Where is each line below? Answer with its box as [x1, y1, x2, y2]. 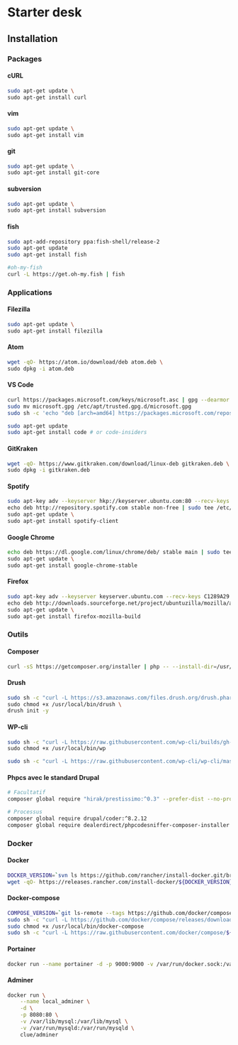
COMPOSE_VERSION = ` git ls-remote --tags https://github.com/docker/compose [7, 909, 233, 916]
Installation [7, 33, 58, 45]
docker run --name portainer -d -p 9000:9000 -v [7, 960, 154, 968]
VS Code [7, 381, 34, 389]
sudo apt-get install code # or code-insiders [7, 429, 147, 436]
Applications [7, 287, 52, 297]
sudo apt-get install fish [7, 251, 87, 259]
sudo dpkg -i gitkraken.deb [7, 467, 91, 474]
